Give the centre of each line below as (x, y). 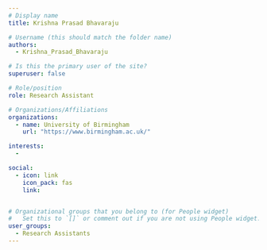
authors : (23, 44)
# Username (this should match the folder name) (90, 37)
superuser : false (37, 74)
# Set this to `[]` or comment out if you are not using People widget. (135, 219)
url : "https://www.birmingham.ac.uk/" (87, 132)
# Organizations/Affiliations (58, 110)
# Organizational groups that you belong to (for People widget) (118, 211)
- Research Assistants (53, 234)
